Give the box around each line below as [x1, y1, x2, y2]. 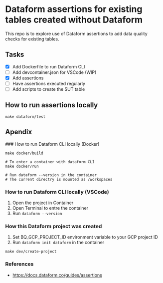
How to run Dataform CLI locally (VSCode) [5, 188, 109, 195]
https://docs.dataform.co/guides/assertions [12, 272, 102, 278]
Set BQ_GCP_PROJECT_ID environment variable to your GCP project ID [12, 234, 158, 240]
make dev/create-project [5, 249, 57, 254]
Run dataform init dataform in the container [12, 240, 105, 246]
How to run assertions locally [5, 101, 98, 109]
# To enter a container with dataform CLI [5, 159, 95, 164]
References [5, 261, 34, 268]
